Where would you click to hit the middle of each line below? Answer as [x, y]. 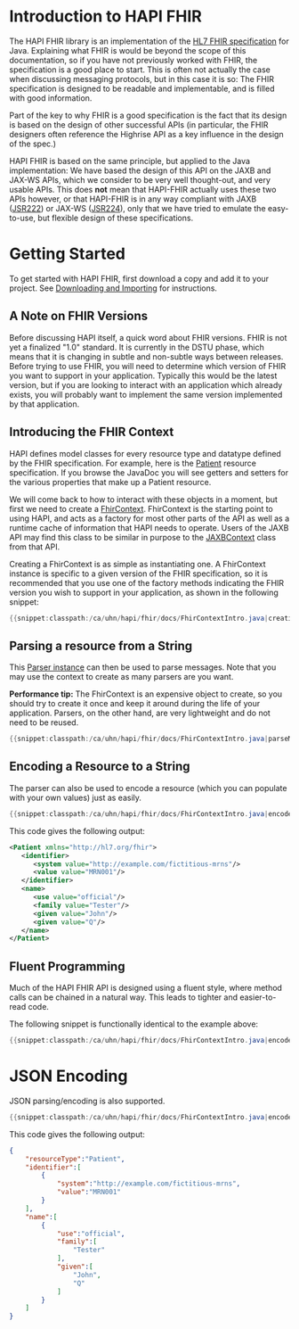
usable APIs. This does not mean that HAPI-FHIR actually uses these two [143, 189]
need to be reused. [44, 722]
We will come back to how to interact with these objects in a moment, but [144, 499]
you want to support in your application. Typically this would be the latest [143, 376]
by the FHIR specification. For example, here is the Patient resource [133, 463]
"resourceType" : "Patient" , [75, 1159]
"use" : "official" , [91, 1234]
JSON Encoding [69, 1076]
